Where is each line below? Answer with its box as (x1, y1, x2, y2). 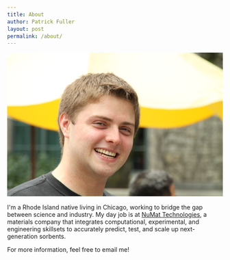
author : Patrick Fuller (7, 18, 75, 25)
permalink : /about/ (7, 33, 63, 40)
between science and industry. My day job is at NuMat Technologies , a (7, 211, 207, 219)
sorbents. (38, 233, 66, 241)
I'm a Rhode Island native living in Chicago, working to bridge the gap (7, 203, 203, 211)
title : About (7, 11, 44, 18)
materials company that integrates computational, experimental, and (7, 218, 200, 226)
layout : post (7, 25, 44, 32)
